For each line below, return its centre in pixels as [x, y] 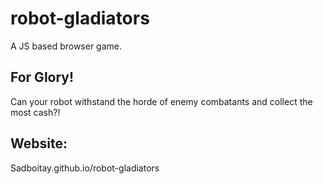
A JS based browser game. [66, 46]
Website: [39, 143]
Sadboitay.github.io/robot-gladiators [85, 168]
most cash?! [35, 112]
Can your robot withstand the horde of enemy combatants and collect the [161, 101]
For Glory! [42, 77]
